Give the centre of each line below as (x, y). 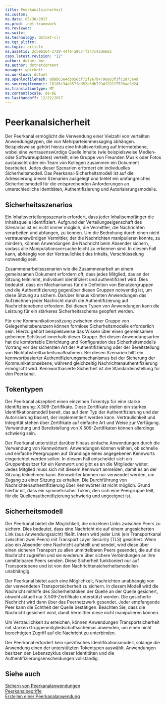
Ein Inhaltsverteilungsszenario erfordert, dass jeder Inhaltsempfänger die (80, 217)
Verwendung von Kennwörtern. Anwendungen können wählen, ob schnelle (82, 448)
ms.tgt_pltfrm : (21, 42)
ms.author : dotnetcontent (32, 65)
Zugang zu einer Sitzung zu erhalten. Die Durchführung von (66, 480)
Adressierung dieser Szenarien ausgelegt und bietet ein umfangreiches (78, 179)
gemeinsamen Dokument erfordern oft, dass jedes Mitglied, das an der (77, 274)
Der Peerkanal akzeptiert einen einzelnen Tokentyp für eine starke (73, 401)
